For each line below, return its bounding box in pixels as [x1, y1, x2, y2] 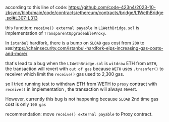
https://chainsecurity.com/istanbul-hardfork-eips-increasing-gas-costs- [13, 45, 163, 51]
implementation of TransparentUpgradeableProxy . [5, 30, 107, 36]
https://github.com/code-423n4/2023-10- [68, 5, 156, 10]
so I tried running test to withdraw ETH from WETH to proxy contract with [5, 81, 157, 87]
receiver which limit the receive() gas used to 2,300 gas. [5, 71, 125, 77]
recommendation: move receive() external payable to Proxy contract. [5, 111, 153, 117]
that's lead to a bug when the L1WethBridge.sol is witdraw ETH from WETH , [5, 60, 158, 66]
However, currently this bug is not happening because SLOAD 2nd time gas [5, 96, 159, 102]
